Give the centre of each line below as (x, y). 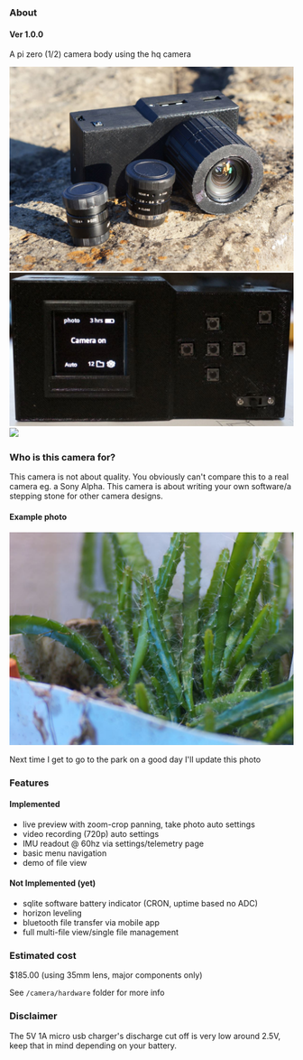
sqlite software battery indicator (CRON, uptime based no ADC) (140, 903)
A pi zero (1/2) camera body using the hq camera (101, 54)
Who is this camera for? (62, 457)
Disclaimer (33, 1016)
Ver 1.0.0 (26, 34)
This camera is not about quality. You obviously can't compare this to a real (149, 477)
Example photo (38, 516)
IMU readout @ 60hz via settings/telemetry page (113, 843)
